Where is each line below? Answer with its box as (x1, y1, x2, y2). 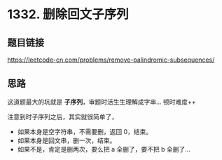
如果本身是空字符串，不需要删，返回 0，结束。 (17, 127, 153, 135)
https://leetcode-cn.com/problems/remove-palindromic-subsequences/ (7, 55, 215, 64)
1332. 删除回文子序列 (7, 6, 129, 22)
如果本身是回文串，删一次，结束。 (17, 136, 116, 145)
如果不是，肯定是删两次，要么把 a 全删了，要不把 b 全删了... (17, 145, 191, 153)
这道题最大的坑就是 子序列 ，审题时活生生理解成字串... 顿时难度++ (7, 98, 196, 106)
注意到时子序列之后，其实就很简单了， (7, 112, 118, 121)
